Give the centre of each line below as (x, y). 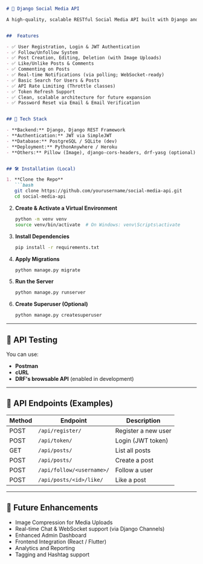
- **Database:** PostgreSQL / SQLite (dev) (62, 141)
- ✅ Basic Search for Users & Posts (53, 80)
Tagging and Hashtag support (52, 554)
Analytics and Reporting (45, 548)
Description (143, 420)
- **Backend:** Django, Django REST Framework (66, 130)
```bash (24, 185)
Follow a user (134, 470)
